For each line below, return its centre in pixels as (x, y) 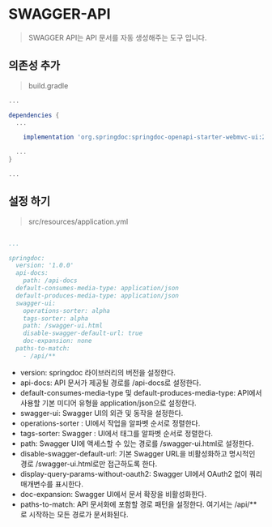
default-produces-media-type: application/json (98, 296)
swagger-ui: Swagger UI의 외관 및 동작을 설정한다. (102, 413)
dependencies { (34, 115)
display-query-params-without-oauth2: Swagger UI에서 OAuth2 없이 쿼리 (141, 473)
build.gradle (48, 85)
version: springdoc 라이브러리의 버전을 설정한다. (98, 372)
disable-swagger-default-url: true (83, 333)
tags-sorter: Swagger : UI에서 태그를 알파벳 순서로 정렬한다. (116, 433)
